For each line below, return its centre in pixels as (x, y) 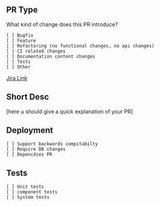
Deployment (30, 131)
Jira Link (17, 78)
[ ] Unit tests (25, 187)
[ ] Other (19, 67)
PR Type (22, 10)
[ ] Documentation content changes (51, 56)
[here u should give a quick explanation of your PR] (70, 111)
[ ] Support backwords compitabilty (52, 144)
